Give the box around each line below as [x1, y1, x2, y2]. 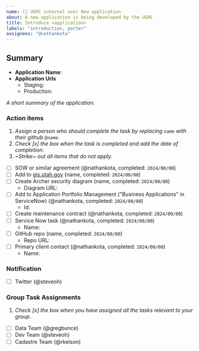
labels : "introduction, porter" [6, 25, 86, 32]
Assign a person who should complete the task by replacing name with [14, 127, 186, 134]
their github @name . [14, 134, 60, 141]
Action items [6, 114, 44, 122]
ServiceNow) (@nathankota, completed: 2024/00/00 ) [14, 198, 144, 205]
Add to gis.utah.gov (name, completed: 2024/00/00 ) [14, 171, 141, 178]
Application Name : [14, 68, 63, 76]
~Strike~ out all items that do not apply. [14, 153, 113, 160]
